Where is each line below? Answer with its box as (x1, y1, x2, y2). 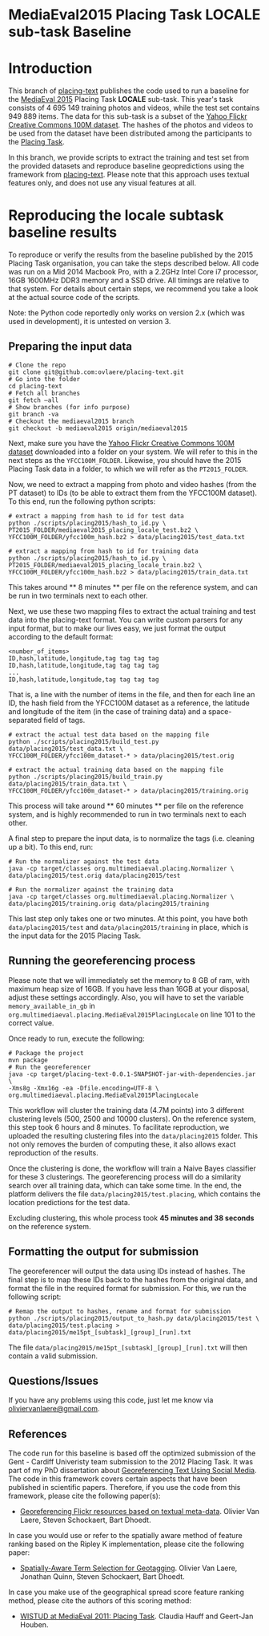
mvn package (8, 1056, 48, 1064)
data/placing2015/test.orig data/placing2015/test (8, 871, 181, 879)
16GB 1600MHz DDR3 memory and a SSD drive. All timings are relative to (8, 275, 250, 286)
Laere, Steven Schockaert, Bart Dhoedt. (19, 1515, 151, 1525)
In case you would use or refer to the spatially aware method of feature (8, 1531, 243, 1541)
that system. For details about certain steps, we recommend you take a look (8, 284, 259, 294)
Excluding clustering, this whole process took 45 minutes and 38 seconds (8, 1213, 255, 1223)
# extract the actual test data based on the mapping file (8, 730, 210, 739)
